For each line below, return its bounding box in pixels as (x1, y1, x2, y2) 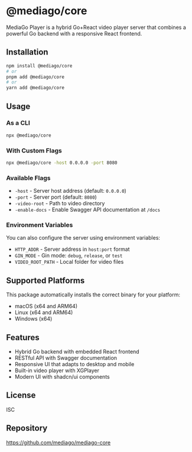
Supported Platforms (6, 275, 85, 285)
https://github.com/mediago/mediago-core (6, 439, 111, 446)
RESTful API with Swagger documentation (14, 354, 117, 361)
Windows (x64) (14, 315, 53, 322)
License (6, 390, 36, 401)
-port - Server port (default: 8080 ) (14, 193, 97, 201)
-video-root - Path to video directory (14, 200, 105, 207)
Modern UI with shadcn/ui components (14, 373, 110, 380)
